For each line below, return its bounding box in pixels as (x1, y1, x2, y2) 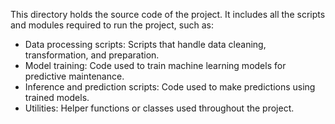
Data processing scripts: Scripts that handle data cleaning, (24, 39, 267, 50)
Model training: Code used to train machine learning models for (24, 60, 287, 71)
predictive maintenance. (24, 70, 125, 82)
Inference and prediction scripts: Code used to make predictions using (24, 81, 316, 93)
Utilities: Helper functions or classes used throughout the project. (24, 102, 295, 114)
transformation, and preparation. (24, 49, 160, 61)
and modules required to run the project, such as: (10, 19, 214, 31)
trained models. (24, 92, 90, 103)
